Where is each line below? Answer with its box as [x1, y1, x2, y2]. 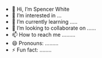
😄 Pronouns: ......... [11, 40, 59, 47]
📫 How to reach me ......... [11, 31, 75, 38]
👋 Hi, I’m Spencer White [11, 6, 70, 12]
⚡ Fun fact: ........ [11, 46, 52, 53]
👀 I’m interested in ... [11, 12, 62, 19]
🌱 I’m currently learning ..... [11, 18, 78, 25]
